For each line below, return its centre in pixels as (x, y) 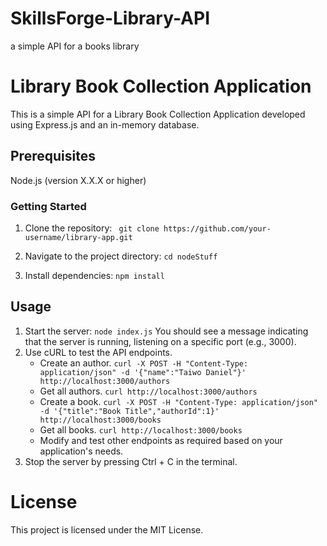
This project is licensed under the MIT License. (107, 529)
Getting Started (48, 206)
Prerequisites (53, 156)
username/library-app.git (78, 237)
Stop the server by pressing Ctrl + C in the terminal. (131, 461)
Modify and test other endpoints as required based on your (161, 440)
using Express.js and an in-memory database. (105, 124)
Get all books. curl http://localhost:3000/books (141, 429)
